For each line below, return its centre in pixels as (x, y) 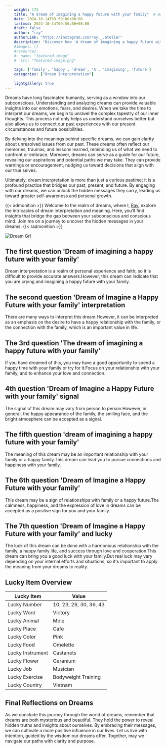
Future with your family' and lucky (59, 534)
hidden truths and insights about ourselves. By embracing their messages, (81, 725)
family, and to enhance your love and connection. (55, 373)
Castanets (64, 653)
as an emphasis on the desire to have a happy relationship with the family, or (83, 322)
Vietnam (62, 685)
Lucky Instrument (28, 653)
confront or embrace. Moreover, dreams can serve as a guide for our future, (83, 155)
